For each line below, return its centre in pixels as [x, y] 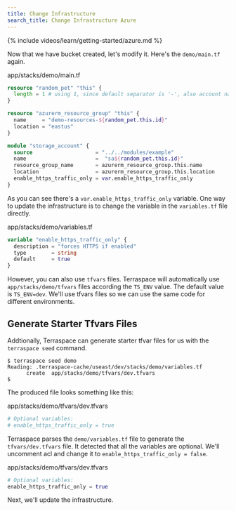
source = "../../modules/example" [94, 152]
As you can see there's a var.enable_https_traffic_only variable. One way [117, 198]
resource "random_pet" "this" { [54, 88]
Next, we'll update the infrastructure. [60, 500]
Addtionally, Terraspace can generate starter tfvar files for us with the [108, 340]
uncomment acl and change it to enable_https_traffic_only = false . [108, 453]
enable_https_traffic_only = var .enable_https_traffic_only [103, 178]
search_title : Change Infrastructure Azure [72, 20]
